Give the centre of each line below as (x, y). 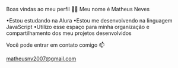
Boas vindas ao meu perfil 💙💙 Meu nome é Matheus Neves (78, 9)
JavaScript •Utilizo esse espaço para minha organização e (78, 27)
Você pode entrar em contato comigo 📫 (55, 45)
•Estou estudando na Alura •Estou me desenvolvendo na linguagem (89, 20)
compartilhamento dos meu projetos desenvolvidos (69, 33)
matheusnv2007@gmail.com (41, 59)
